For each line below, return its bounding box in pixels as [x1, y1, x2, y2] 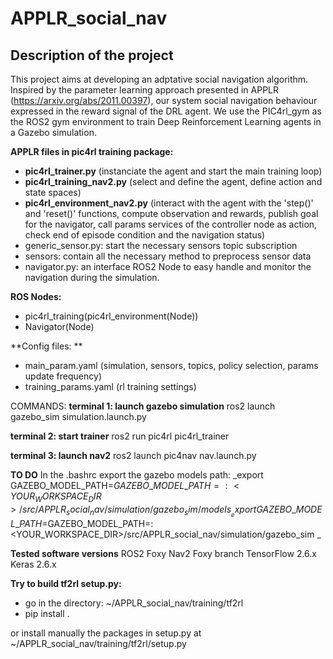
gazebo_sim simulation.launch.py [10, 411, 147, 422]
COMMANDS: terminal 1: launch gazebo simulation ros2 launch [10, 400, 276, 412]
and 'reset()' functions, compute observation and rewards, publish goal [24, 208, 319, 219]
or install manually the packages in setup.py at [10, 627, 202, 639]
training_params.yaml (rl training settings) [24, 381, 197, 392]
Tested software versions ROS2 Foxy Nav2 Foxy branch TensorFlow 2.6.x [10, 547, 318, 559]
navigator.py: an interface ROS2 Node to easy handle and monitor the [24, 261, 312, 272]
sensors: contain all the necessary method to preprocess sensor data [24, 250, 312, 262]
